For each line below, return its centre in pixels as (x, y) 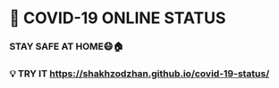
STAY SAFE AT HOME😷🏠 (67, 46)
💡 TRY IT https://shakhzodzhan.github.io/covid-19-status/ (139, 74)
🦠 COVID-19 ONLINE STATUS (118, 18)
